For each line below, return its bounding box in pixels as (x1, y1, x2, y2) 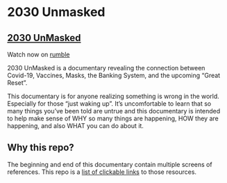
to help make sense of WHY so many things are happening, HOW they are (7, 114, 219, 122)
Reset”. (7, 79, 28, 87)
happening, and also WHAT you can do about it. (7, 122, 144, 129)
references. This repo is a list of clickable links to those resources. (7, 168, 196, 176)
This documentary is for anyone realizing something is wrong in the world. (7, 92, 220, 100)
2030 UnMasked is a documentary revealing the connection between (7, 64, 205, 72)
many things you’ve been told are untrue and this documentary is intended (7, 107, 221, 115)
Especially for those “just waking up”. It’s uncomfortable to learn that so (7, 100, 212, 108)
